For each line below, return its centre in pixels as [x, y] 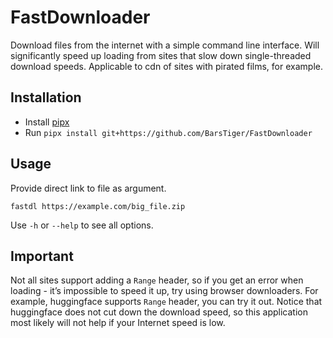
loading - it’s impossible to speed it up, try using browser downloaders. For [164, 291]
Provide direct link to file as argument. [88, 188]
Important [42, 256]
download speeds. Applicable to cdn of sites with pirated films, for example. [166, 66]
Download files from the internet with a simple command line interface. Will [165, 45]
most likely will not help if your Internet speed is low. [118, 323]
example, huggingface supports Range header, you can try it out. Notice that [166, 302]
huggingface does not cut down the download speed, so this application [159, 312]
